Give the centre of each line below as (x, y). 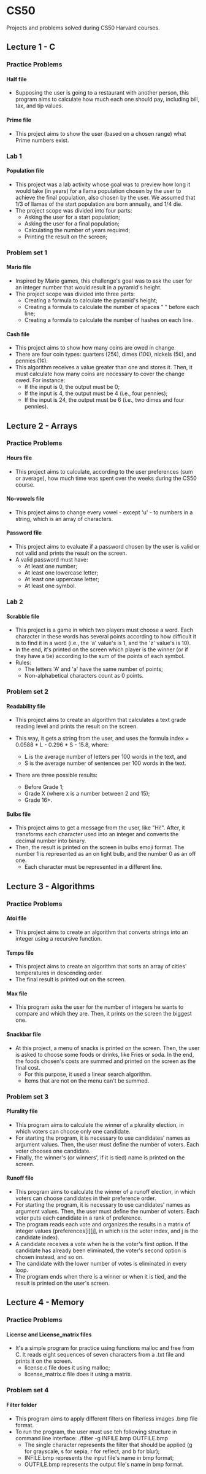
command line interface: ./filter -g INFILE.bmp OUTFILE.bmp (92, 1438)
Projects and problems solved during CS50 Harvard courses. (83, 28)
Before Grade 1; (44, 787)
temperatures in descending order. (59, 973)
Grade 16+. (38, 800)
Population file (25, 171)
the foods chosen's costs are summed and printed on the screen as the (105, 1061)
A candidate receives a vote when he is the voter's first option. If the (101, 1244)
